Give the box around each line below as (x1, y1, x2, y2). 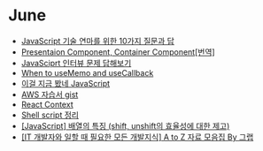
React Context (20, 99, 73, 109)
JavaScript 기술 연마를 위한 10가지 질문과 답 (20, 35, 174, 46)
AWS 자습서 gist (20, 89, 79, 100)
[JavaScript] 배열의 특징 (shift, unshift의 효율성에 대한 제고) (20, 120, 230, 131)
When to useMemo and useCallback (20, 67, 154, 78)
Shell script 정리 (20, 109, 79, 120)
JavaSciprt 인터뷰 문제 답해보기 (20, 57, 132, 68)
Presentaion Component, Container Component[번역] (20, 46, 215, 57)
